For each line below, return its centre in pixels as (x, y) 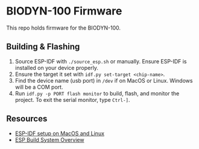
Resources (27, 119)
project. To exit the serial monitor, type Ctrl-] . (72, 100)
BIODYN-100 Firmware (64, 11)
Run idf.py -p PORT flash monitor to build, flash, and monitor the (97, 93)
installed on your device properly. (56, 68)
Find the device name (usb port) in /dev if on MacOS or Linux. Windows (104, 80)
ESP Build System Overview (49, 139)
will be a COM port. (39, 87)
